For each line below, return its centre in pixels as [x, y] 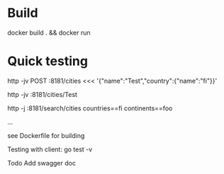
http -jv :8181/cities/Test [43, 94]
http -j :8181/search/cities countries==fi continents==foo [90, 108]
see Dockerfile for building [46, 135]
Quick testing [48, 61]
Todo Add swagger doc [42, 163]
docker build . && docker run [49, 33]
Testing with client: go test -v [50, 149]
